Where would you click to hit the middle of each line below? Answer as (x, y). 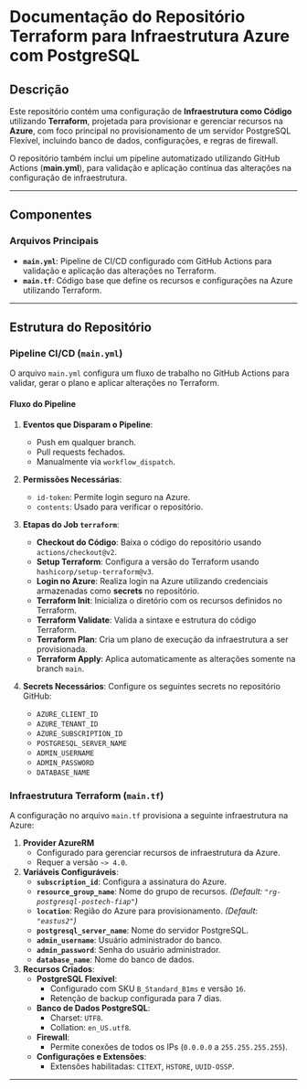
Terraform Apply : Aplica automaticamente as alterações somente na (166, 658)
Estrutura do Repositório (81, 328)
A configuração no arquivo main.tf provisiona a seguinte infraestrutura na (149, 815)
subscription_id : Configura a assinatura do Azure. (132, 881)
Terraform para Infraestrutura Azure (150, 36)
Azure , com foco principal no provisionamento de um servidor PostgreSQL (150, 131)
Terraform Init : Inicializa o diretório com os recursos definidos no (159, 600)
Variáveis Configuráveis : (70, 871)
